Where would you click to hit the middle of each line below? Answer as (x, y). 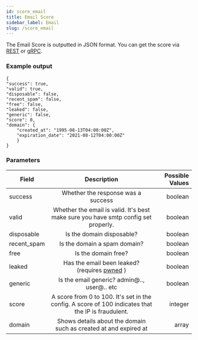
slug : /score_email (30, 28)
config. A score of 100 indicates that (102, 304)
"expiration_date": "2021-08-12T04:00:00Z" (71, 135)
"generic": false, (29, 115)
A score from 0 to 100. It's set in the (102, 296)
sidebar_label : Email (33, 22)
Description (101, 179)
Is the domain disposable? (101, 234)
